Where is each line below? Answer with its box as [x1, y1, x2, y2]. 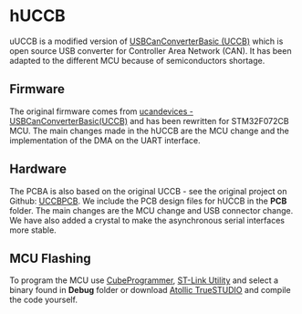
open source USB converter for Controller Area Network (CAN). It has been [9, 45, 292, 56]
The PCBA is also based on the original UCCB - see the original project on [9, 185, 287, 196]
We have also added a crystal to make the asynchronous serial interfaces [9, 215, 286, 225]
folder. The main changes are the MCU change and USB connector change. [9, 204, 294, 215]
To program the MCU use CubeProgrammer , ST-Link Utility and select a [9, 275, 279, 286]
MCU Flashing [9, 250, 91, 266]
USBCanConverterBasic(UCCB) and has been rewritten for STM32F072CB [9, 115, 289, 126]
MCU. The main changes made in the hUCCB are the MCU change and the [9, 125, 289, 136]
